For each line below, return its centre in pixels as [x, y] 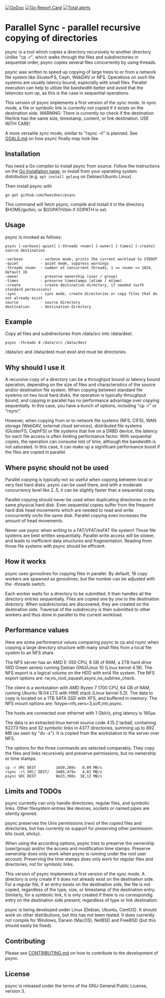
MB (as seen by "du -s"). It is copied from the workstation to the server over [82, 733]
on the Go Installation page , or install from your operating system [71, 171]
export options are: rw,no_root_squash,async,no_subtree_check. [70, 678]
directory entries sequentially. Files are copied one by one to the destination [82, 599]
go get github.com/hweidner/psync [41, 195]
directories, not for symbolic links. [40, 864]
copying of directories [51, 38]
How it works [26, 562]
